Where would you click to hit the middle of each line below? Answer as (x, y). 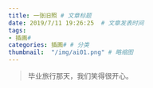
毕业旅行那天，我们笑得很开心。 (80, 76)
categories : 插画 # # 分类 (49, 45)
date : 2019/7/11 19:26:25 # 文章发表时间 (76, 23)
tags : (17, 30)
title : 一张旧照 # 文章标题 (50, 15)
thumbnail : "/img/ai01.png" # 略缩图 (71, 52)
